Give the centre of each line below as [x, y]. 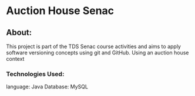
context [15, 59]
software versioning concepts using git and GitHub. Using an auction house [97, 53]
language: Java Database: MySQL [47, 87]
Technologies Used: [35, 74]
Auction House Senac [60, 11]
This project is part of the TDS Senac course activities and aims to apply [93, 46]
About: [19, 32]
